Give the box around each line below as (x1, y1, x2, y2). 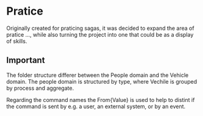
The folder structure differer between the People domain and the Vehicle (6, 71, 189, 79)
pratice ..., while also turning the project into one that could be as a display (6, 31, 194, 38)
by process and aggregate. (6, 84, 74, 92)
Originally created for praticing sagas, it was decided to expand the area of (6, 24, 194, 32)
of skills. (6, 37, 27, 45)
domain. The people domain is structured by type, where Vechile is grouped (6, 78, 197, 85)
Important (6, 55, 45, 65)
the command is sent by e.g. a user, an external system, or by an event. (6, 103, 186, 110)
